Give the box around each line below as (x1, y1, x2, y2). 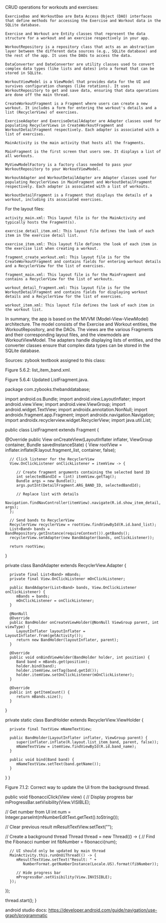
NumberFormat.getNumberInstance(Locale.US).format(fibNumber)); (23, 862, 159, 867)
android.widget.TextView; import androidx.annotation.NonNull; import (5, 406, 148, 412)
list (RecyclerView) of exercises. (5, 110, 79, 115)
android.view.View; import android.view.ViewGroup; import (5, 401, 126, 407)
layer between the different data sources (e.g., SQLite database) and (5, 49, 157, 54)
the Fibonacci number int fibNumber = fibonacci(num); (5, 839, 117, 845)
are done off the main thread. (5, 92, 70, 97)
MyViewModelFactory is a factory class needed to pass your (5, 162, 133, 167)
